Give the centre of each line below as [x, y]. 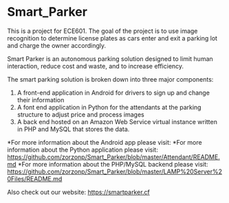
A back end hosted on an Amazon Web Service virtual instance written [117, 121]
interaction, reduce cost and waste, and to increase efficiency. [96, 66]
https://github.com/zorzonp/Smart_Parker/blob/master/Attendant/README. [113, 157]
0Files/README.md [35, 178]
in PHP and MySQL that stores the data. [73, 129]
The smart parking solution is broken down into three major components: [110, 79]
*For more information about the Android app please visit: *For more [105, 142]
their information [41, 99]
